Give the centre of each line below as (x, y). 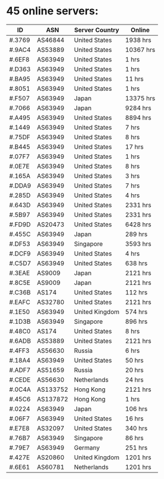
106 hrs (136, 409)
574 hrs (136, 312)
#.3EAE (20, 273)
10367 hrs (140, 50)
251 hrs (136, 447)
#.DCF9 (20, 253)
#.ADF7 (20, 370)
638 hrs (136, 263)
